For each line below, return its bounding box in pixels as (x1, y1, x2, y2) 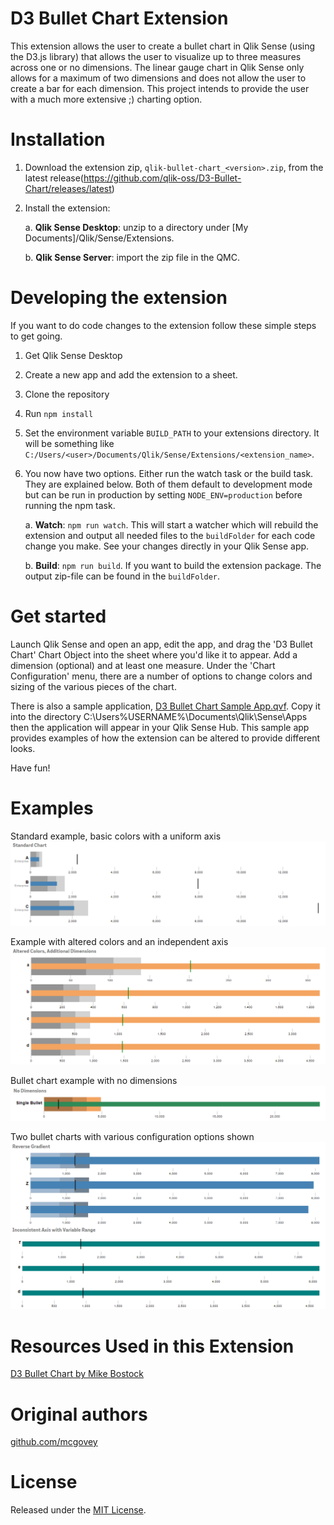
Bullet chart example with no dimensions (10, 1075, 178, 1087)
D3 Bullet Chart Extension (10, 7, 229, 30)
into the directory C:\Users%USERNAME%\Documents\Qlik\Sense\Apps (10, 710, 308, 722)
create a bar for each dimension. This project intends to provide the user (10, 82, 310, 94)
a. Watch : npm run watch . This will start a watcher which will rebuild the (24, 518, 319, 531)
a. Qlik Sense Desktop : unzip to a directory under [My (24, 221, 249, 233)
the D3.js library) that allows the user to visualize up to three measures (10, 50, 302, 62)
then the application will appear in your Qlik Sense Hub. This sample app (10, 721, 310, 733)
